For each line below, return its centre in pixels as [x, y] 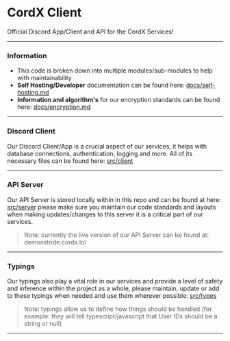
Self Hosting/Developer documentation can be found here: [101, 85]
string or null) [43, 324]
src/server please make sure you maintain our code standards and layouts [112, 207]
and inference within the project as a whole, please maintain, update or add [113, 288]
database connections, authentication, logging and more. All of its [100, 153]
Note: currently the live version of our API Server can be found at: [116, 235]
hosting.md [33, 92]
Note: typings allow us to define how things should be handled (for [118, 309]
